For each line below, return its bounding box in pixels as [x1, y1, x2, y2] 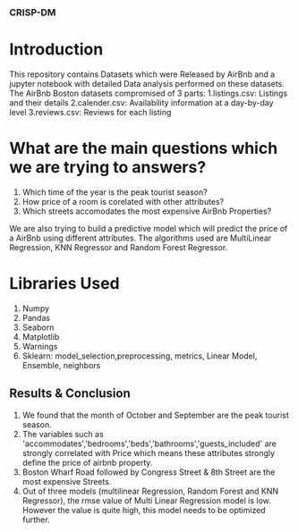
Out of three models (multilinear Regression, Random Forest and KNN [21, 486, 279, 496]
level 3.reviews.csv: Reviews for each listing [9, 106, 172, 117]
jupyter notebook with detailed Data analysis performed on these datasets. [9, 78, 285, 89]
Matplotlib [21, 331, 60, 342]
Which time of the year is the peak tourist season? [21, 186, 208, 198]
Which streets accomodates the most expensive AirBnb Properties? [21, 206, 272, 216]
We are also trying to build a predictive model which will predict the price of [9, 223, 288, 233]
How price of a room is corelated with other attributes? [21, 196, 225, 207]
